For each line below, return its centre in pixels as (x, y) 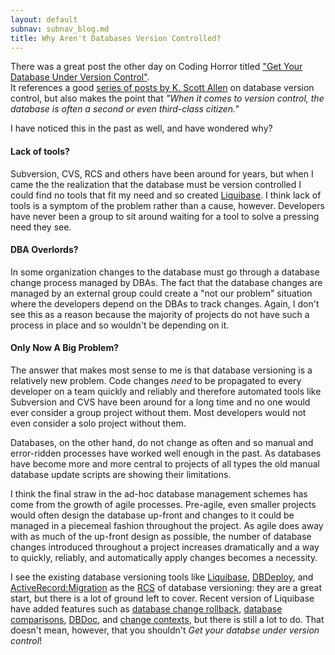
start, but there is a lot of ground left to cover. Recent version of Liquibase (162, 598)
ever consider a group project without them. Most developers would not (158, 412)
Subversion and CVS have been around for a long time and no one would (160, 402)
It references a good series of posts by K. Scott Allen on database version (162, 88)
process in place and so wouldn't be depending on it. (120, 325)
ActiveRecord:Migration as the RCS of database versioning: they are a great (166, 587)
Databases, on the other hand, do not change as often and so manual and (162, 442)
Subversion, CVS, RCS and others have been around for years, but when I (162, 173)
